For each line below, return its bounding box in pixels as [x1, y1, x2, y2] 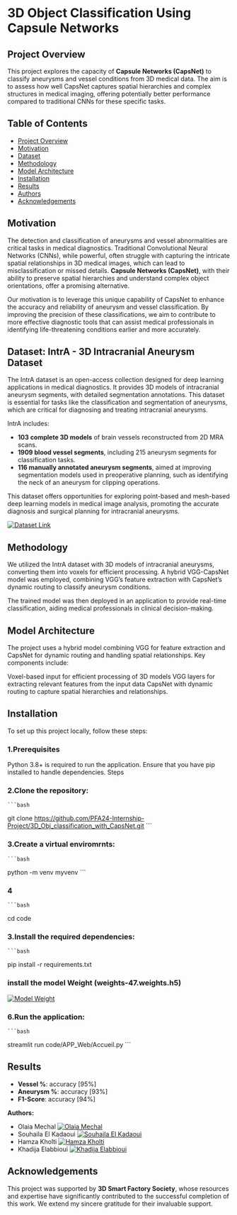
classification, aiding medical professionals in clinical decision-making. [7, 604, 214, 612]
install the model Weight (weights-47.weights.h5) [7, 978, 182, 988]
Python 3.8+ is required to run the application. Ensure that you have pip [7, 761, 216, 769]
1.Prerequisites [7, 744, 60, 754]
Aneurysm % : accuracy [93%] [17, 1087, 108, 1096]
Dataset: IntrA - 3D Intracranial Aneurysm [7, 346, 195, 358]
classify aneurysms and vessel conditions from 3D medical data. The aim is [7, 74, 228, 83]
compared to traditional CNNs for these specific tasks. [7, 97, 166, 106]
